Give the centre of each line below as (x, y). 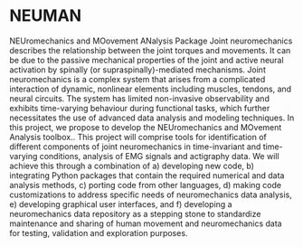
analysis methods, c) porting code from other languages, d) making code (146, 185)
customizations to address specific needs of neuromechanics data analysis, (151, 195)
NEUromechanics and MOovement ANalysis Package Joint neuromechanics (151, 41)
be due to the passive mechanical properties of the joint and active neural (147, 60)
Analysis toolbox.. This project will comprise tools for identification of (138, 137)
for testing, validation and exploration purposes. (99, 233)
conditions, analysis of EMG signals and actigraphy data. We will (159, 156)
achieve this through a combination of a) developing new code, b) (132, 166)
